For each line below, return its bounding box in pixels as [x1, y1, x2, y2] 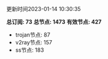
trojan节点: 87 [15, 31, 50, 38]
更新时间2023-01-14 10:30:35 [6, 5, 81, 12]
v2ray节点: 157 [15, 39, 52, 46]
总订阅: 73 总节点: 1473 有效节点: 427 [6, 18, 102, 26]
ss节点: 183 [15, 46, 44, 54]
